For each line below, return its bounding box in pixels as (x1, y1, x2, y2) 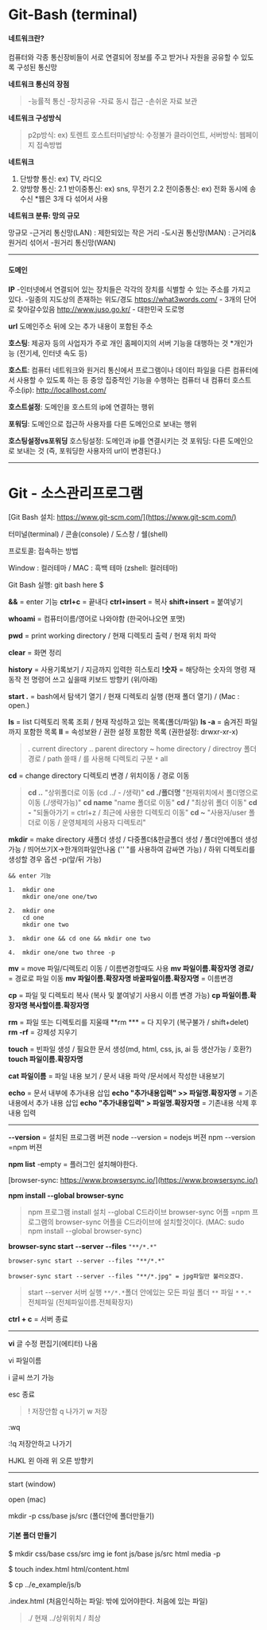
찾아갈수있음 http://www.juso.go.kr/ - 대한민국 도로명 (16, 304, 185, 314)
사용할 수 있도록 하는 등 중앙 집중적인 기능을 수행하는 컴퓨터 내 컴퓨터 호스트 (16, 375, 252, 384)
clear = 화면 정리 (8, 647, 62, 657)
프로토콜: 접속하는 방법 (8, 546, 79, 556)
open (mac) (8, 1494, 46, 1504)
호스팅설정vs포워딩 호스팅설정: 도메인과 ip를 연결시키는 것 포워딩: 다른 (8, 436, 226, 446)
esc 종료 (8, 1389, 36, 1399)
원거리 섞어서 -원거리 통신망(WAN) (8, 238, 117, 248)
